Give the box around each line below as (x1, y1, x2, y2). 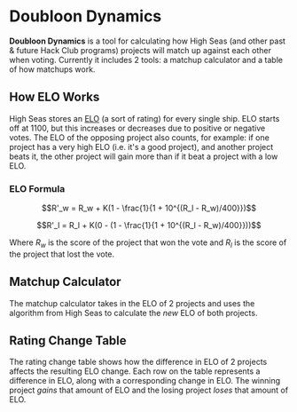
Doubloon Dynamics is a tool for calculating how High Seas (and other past (9, 36, 286, 46)
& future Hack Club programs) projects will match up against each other (9, 44, 272, 55)
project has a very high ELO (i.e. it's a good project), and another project (9, 141, 274, 152)
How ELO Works (9, 90, 100, 105)
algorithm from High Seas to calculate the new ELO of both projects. (9, 307, 258, 318)
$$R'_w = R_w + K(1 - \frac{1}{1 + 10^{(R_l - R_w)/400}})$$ (41, 202, 257, 214)
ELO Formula (9, 182, 66, 194)
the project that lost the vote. (9, 249, 115, 259)
